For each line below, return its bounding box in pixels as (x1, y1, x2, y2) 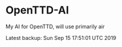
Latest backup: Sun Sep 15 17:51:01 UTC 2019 (5, 34, 117, 41)
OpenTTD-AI (5, 4, 69, 17)
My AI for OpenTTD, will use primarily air (5, 23, 105, 30)
